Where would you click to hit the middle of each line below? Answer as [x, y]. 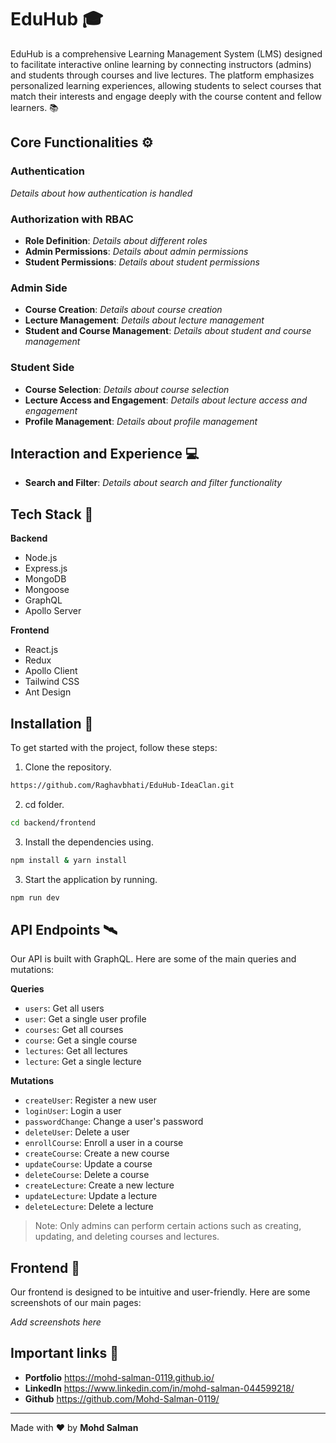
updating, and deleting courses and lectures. [127, 1237]
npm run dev [35, 897]
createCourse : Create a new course [97, 1153]
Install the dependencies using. [89, 842]
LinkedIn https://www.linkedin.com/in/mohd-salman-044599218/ [159, 1388]
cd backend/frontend [53, 822]
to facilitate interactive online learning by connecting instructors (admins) [161, 64]
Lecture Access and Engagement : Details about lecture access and [166, 400]
